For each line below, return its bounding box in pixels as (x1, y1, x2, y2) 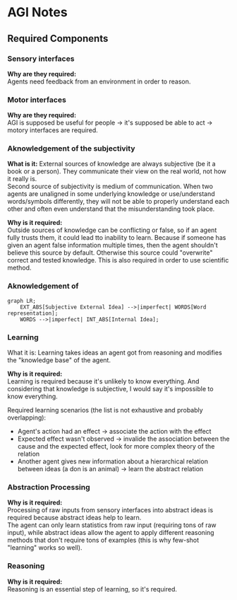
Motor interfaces (7, 95, 67, 105)
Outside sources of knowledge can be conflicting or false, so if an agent (7, 226, 217, 234)
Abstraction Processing (7, 482, 90, 492)
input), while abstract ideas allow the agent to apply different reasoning (7, 529, 214, 537)
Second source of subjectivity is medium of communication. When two (7, 182, 214, 191)
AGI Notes (7, 4, 68, 21)
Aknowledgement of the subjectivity (7, 144, 135, 154)
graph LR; (7, 297, 37, 304)
